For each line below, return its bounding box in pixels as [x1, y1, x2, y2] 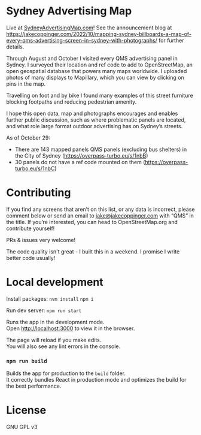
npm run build [6, 358, 47, 364]
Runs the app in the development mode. [6, 318, 105, 325]
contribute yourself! [6, 225, 55, 232]
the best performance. [6, 382, 62, 390]
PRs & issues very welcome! [6, 236, 76, 243]
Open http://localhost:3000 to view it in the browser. [6, 325, 135, 332]
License [6, 403, 47, 417]
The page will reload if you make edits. [6, 336, 102, 343]
